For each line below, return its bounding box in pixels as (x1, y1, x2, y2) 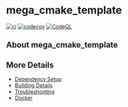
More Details (6, 60, 54, 70)
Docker (14, 95, 33, 102)
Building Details (14, 82, 53, 89)
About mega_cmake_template (6, 40, 118, 50)
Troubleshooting (14, 88, 55, 95)
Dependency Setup (14, 76, 62, 83)
